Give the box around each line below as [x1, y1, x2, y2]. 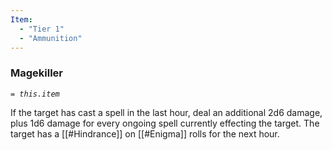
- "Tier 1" [19, 24, 65, 34]
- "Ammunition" [19, 33, 83, 43]
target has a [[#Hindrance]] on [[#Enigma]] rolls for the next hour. [10, 127, 280, 140]
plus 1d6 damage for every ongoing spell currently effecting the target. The [10, 117, 320, 129]
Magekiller [10, 66, 64, 80]
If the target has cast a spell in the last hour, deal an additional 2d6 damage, [10, 106, 323, 118]
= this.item [10, 89, 60, 99]
